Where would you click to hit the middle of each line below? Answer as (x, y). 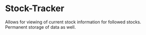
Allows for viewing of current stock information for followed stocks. (73, 22)
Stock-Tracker (35, 9)
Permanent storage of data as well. (41, 27)
